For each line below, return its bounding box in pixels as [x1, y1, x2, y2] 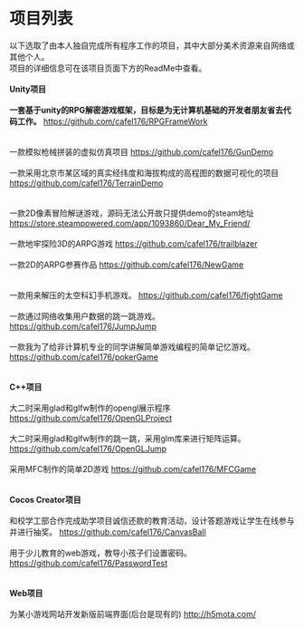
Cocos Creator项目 [9, 494, 81, 505]
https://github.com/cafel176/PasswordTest [9, 557, 168, 568]
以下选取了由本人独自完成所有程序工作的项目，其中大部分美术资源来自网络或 [9, 40, 295, 51]
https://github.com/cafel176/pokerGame [9, 351, 158, 362]
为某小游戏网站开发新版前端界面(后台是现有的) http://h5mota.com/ [9, 608, 256, 619]
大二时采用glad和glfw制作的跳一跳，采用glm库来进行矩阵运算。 [9, 432, 246, 444]
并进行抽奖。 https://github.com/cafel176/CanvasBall [9, 527, 206, 537]
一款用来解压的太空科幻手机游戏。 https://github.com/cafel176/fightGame [9, 289, 283, 300]
